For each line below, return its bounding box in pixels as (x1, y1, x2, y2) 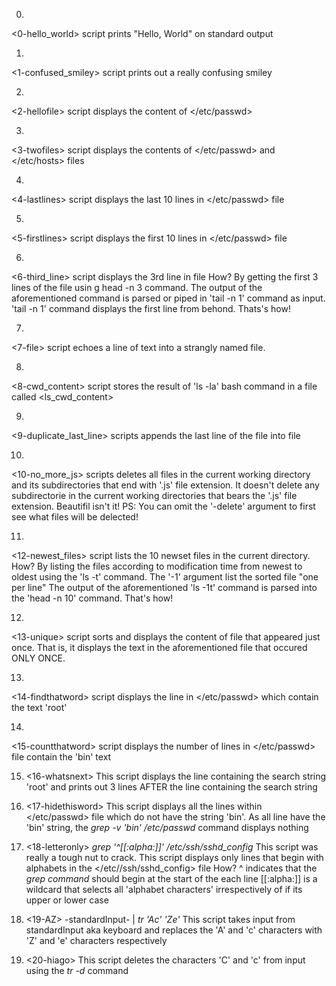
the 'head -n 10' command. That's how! (11, 592, 174, 604)
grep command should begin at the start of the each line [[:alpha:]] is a (25, 873, 318, 884)
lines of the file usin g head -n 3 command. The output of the (11, 282, 263, 293)
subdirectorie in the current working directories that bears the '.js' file (11, 490, 298, 501)
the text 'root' (11, 702, 68, 713)
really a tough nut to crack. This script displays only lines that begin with (25, 852, 324, 863)
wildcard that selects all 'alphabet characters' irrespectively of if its (25, 884, 303, 895)
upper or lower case (25, 894, 109, 906)
